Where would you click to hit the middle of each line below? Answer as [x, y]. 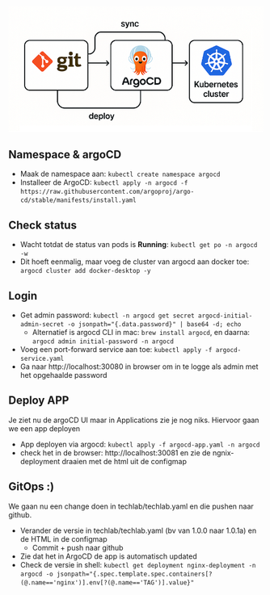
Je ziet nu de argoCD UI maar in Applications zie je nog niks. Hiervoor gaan [134, 420]
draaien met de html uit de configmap [124, 461]
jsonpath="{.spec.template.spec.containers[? [134, 574]
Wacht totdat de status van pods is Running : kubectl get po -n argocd [139, 245]
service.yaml [42, 358]
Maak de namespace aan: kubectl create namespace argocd [120, 174]
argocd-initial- [225, 316]
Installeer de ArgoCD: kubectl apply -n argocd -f [104, 182]
